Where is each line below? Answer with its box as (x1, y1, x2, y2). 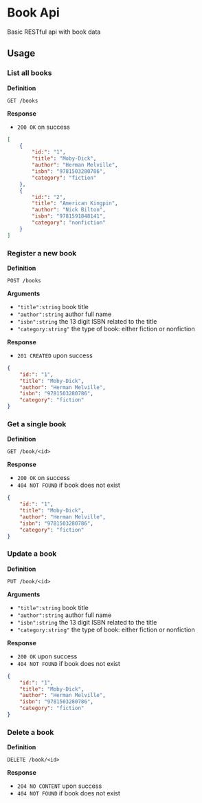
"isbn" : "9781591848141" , (32, 213, 106, 220)
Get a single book (7, 419, 67, 428)
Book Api (7, 5, 60, 21)
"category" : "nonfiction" (32, 219, 106, 226)
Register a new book (7, 248, 77, 258)
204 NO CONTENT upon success (16, 782, 102, 790)
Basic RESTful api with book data (7, 28, 101, 36)
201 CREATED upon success (16, 351, 93, 359)
